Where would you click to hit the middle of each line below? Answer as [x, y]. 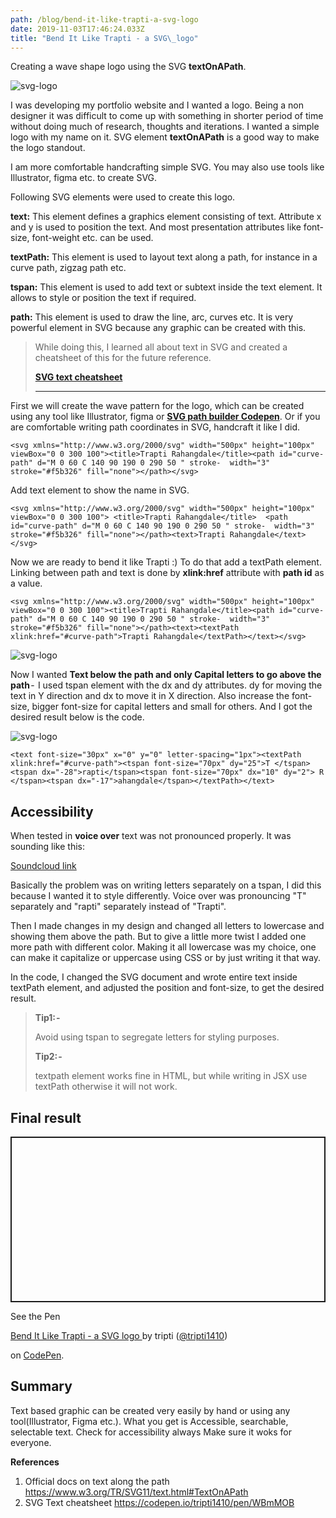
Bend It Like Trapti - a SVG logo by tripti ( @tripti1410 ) [119, 1335]
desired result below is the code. [77, 717]
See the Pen [35, 1316]
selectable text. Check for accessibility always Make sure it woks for [151, 1432]
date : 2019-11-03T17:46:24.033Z [77, 29]
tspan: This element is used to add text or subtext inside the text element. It [166, 287]
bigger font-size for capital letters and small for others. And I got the [172, 707]
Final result [46, 1117]
